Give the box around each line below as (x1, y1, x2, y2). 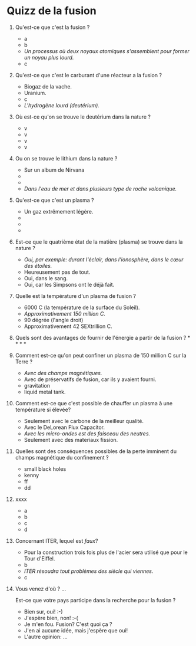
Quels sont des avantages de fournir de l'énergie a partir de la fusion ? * (15, 334, 191, 341)
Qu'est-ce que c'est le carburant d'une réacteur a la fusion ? (15, 71, 162, 78)
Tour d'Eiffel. (24, 555, 55, 562)
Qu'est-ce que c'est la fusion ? (15, 24, 90, 31)
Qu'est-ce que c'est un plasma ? (15, 196, 94, 204)
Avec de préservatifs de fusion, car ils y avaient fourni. (24, 376, 157, 383)
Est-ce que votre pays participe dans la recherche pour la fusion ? (15, 596, 176, 604)
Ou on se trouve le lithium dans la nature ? (15, 155, 118, 162)
